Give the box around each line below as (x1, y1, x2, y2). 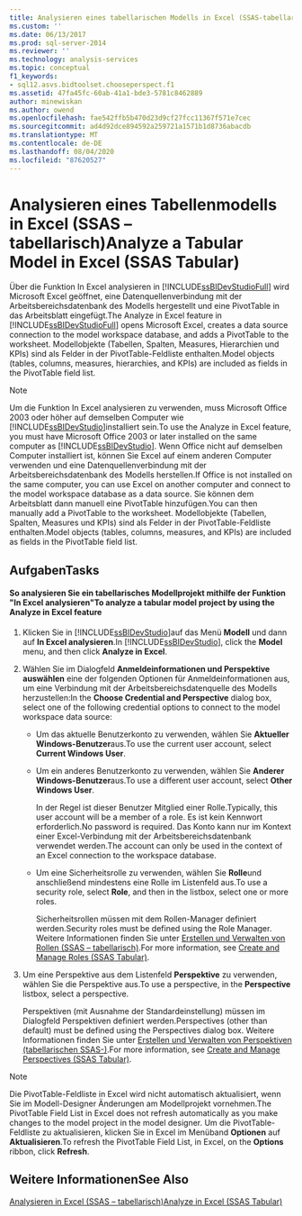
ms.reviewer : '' (9, 47, 70, 56)
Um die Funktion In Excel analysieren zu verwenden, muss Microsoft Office (9, 403, 288, 413)
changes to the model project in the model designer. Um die (9, 1118, 231, 1129)
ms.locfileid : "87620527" (9, 155, 106, 165)
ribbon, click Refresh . (9, 1146, 90, 1157)
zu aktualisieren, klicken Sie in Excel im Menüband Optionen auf (41, 1127, 280, 1138)
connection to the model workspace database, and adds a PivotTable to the (9, 330, 289, 340)
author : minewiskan (9, 96, 83, 106)
